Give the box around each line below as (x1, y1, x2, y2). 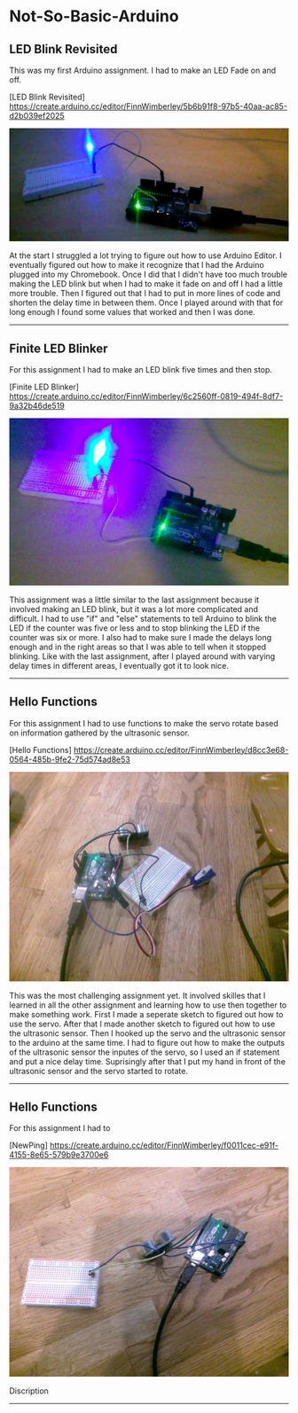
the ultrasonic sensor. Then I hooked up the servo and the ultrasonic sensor (9, 1027, 286, 1039)
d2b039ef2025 (9, 111, 65, 121)
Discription (9, 1386, 49, 1396)
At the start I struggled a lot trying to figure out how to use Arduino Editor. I (9, 250, 282, 261)
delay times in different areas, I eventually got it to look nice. (9, 660, 229, 671)
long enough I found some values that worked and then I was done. (9, 307, 255, 318)
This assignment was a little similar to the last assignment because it (9, 594, 260, 605)
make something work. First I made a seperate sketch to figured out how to (9, 1009, 284, 1019)
